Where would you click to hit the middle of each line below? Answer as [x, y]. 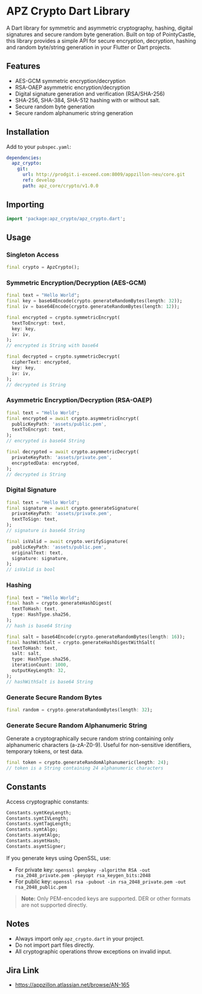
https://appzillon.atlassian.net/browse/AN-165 [72, 985]
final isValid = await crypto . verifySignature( [67, 541]
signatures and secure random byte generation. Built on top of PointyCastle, [101, 34]
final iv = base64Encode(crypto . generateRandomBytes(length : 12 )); [93, 307]
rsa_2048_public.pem [41, 887]
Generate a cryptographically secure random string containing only [90, 739]
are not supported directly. [54, 905]
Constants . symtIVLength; [37, 818]
